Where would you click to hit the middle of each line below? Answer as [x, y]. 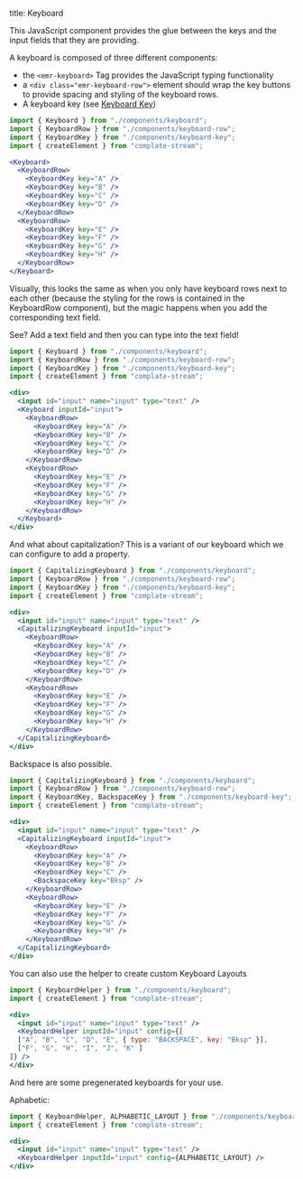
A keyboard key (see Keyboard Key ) [89, 104]
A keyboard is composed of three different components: [114, 57]
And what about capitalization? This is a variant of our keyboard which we [147, 545]
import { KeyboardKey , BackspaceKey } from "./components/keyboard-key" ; [151, 797]
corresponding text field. [55, 317]
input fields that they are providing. [74, 40]
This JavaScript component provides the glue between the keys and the [143, 30]
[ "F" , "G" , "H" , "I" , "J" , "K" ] [80, 1048]
